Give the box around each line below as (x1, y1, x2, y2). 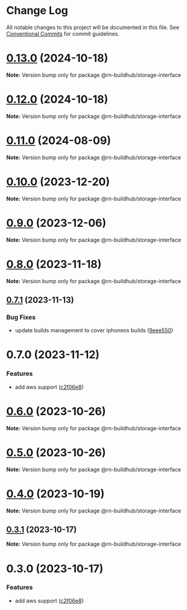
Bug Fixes (6, 313, 36, 321)
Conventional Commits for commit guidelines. (6, 30, 119, 37)
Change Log (6, 4, 68, 18)
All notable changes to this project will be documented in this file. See (6, 24, 180, 31)
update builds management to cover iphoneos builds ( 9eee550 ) (14, 327, 174, 334)
